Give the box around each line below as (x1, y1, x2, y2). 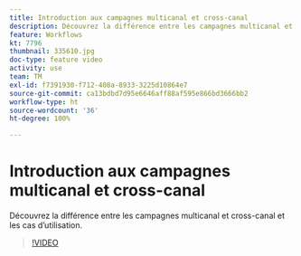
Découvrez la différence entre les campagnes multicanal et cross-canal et (9, 210, 286, 222)
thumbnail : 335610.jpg (9, 47, 95, 56)
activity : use (9, 64, 63, 73)
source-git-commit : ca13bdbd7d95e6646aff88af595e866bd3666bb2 (9, 89, 249, 98)
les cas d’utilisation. (9, 220, 83, 231)
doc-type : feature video (9, 55, 103, 64)
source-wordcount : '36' (9, 106, 99, 115)
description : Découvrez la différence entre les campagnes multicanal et (9, 22, 294, 31)
